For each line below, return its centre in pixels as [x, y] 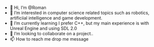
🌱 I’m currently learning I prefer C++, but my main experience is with [79, 23]
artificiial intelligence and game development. [56, 18]
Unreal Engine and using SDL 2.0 [43, 28]
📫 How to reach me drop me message [49, 39]
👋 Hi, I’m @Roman [28, 8]
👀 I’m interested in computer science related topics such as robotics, [79, 13]
